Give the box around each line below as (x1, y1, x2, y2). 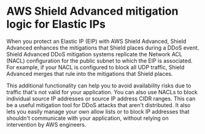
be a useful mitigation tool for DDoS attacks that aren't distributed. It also (6, 101, 191, 108)
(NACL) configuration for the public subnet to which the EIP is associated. (6, 57, 193, 64)
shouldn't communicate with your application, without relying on (6, 114, 169, 122)
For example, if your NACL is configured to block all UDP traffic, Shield (6, 63, 185, 71)
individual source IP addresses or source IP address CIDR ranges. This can (6, 95, 196, 102)
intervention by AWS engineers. (6, 121, 87, 128)
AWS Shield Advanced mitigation (6, 4, 179, 18)
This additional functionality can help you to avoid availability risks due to (6, 81, 191, 89)
